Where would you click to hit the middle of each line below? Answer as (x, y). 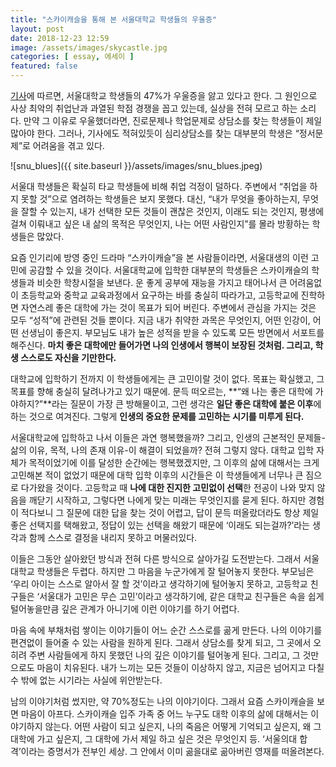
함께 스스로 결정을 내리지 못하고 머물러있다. (113, 537)
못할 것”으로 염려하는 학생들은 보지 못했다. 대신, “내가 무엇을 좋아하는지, (160, 199)
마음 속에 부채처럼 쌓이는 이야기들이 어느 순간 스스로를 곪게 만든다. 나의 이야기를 (166, 630)
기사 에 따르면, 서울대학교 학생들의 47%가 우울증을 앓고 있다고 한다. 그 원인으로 (164, 95)
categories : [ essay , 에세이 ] (72, 57)
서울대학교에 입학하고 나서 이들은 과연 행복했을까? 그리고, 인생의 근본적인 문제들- (168, 437)
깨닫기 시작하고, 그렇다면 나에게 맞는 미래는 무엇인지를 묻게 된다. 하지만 (167, 500)
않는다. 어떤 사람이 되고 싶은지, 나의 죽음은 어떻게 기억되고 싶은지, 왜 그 (183, 726)
